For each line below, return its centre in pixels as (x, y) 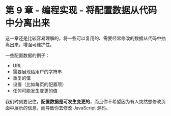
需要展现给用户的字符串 (37, 71)
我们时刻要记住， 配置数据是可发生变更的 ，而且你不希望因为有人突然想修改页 (85, 101)
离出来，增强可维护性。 (30, 44)
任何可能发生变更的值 (35, 91)
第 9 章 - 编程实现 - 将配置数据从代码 (81, 10)
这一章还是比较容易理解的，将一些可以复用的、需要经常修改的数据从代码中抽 (85, 38)
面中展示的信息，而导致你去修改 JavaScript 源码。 (58, 108)
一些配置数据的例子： (27, 55)
